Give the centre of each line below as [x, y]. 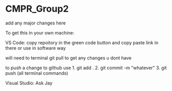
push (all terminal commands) [37, 73]
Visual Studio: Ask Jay [29, 83]
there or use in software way [35, 48]
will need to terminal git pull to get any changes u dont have [69, 58]
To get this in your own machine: [40, 33]
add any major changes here [35, 23]
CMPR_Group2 [37, 9]
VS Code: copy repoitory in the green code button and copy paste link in [82, 42]
